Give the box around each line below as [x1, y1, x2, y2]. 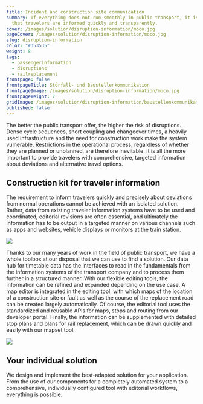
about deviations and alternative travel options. [6, 160, 123, 167]
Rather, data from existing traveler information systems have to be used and [6, 207, 195, 214]
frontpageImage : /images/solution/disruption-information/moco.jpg [6, 88, 180, 94]
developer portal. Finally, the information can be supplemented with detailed [6, 314, 196, 321]
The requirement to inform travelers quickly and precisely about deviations [6, 194, 192, 201]
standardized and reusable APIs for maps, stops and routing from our [6, 307, 179, 314]
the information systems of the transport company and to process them [6, 268, 184, 276]
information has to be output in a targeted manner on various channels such [6, 220, 195, 227]
